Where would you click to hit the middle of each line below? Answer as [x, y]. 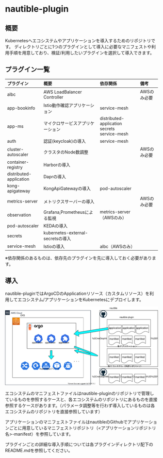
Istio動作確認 [56, 105]
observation [19, 215]
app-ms [15, 126]
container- [18, 162]
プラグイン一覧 [27, 70]
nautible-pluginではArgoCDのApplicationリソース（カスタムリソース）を [77, 293]
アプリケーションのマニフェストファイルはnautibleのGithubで [66, 422]
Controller [53, 97]
